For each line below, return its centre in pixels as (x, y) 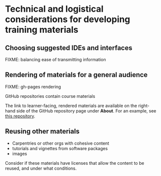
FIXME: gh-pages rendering (33, 87)
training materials (42, 30)
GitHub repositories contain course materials (50, 96)
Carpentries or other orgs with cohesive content (60, 143)
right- (144, 106)
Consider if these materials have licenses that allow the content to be (75, 163)
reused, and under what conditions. (41, 168)
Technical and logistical (54, 9)
